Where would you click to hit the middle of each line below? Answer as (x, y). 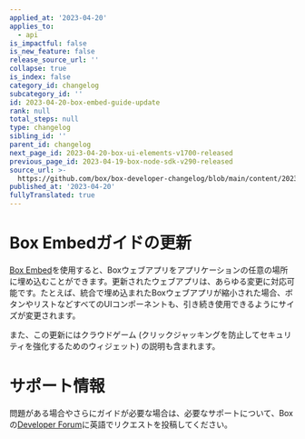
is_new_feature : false (52, 52)
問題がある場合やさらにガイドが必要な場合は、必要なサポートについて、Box (151, 413)
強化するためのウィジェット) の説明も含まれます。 (127, 345)
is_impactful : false (49, 43)
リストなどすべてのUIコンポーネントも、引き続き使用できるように (156, 304)
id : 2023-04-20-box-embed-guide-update (85, 102)
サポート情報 (58, 386)
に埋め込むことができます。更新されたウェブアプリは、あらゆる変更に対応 (148, 281)
